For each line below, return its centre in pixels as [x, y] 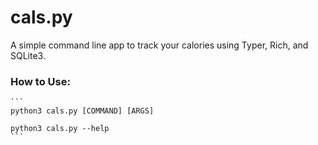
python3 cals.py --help [60, 129]
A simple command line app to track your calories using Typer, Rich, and [159, 45]
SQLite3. [28, 55]
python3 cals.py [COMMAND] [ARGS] [82, 111]
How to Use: [40, 81]
